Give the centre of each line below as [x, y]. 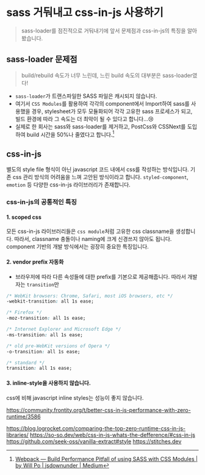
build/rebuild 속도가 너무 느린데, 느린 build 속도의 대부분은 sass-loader [107, 75]
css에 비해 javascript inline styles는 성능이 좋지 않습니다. [75, 397]
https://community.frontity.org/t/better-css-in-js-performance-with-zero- [99, 410]
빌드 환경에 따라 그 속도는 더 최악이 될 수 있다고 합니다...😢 [85, 119]
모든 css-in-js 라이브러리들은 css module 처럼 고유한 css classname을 [90, 231]
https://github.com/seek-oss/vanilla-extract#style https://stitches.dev [94, 441]
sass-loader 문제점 [42, 60]
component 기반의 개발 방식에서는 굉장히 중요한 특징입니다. [78, 247]
